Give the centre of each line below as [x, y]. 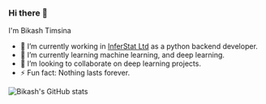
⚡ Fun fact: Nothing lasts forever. [75, 73]
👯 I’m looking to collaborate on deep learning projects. [110, 63]
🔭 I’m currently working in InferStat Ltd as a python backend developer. [139, 46]
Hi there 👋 [28, 13]
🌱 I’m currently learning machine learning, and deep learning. [122, 55]
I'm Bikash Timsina [40, 31]
